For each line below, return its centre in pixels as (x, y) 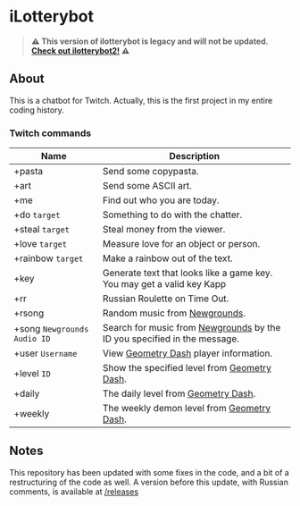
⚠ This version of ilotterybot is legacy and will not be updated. (150, 41)
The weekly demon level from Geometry (186, 409)
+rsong (29, 313)
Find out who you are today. (161, 200)
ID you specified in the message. (171, 339)
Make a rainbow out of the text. (168, 258)
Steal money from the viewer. (164, 230)
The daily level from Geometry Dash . (179, 393)
